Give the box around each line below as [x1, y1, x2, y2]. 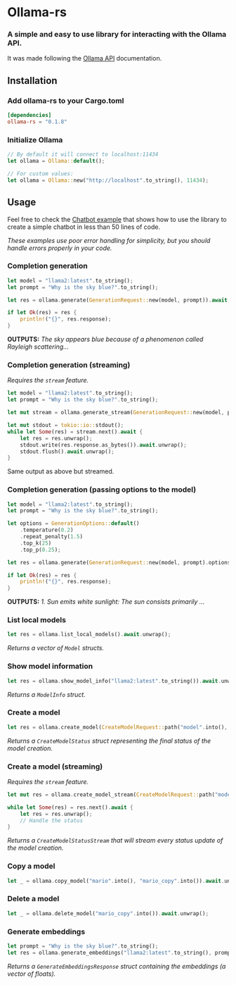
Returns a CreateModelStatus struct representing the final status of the [7, 736, 211, 745]
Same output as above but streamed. [7, 467, 114, 476]
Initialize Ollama [7, 135, 63, 144]
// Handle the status [20, 817, 83, 824]
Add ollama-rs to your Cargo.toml [7, 96, 124, 106]
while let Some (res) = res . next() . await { [7, 804, 133, 811]
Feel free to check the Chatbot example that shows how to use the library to [7, 215, 227, 223]
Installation [7, 75, 58, 87]
